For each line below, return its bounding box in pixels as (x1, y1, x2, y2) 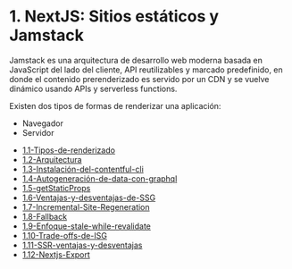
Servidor (21, 127, 54, 138)
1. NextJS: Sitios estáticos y (9, 6, 220, 27)
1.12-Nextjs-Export (21, 248, 91, 260)
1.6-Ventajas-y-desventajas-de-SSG (21, 192, 156, 203)
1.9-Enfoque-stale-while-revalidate (21, 221, 152, 231)
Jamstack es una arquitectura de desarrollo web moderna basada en (9, 55, 263, 65)
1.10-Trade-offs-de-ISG (21, 230, 107, 240)
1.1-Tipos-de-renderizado (21, 145, 116, 156)
